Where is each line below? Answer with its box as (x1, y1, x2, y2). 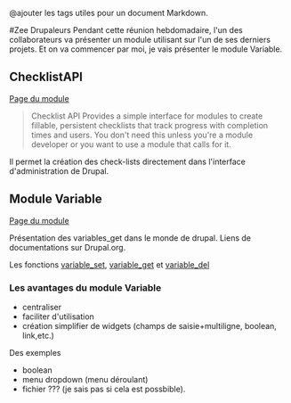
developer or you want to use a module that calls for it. (30, 138, 231, 150)
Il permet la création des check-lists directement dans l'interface (9, 156, 247, 167)
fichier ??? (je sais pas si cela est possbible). (21, 383, 186, 394)
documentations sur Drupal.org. (9, 242, 126, 252)
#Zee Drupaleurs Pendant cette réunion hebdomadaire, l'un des (9, 25, 243, 35)
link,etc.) (21, 330, 55, 341)
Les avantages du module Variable (9, 281, 162, 293)
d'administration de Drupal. (9, 165, 109, 177)
